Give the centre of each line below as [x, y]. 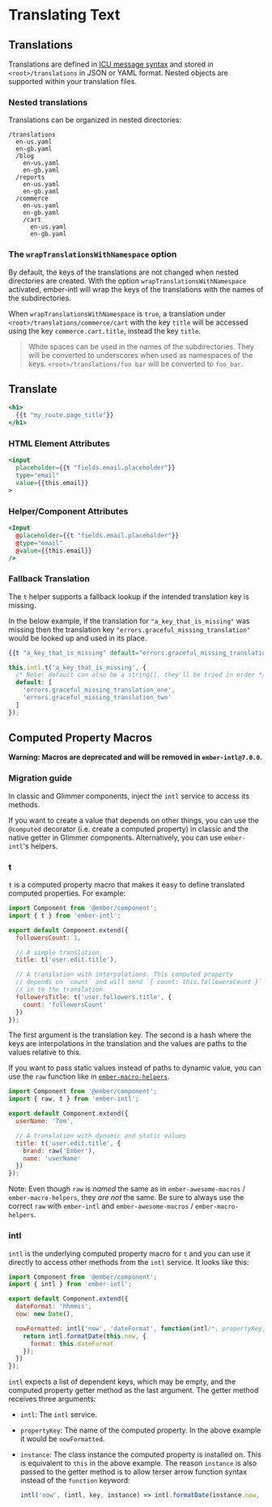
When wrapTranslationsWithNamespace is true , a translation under [117, 313]
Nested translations [48, 102]
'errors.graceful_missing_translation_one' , [99, 690]
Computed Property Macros [80, 738]
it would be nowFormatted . [62, 1439]
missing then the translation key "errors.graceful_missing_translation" [130, 629]
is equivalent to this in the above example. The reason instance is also [138, 1463]
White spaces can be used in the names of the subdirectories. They [141, 347]
